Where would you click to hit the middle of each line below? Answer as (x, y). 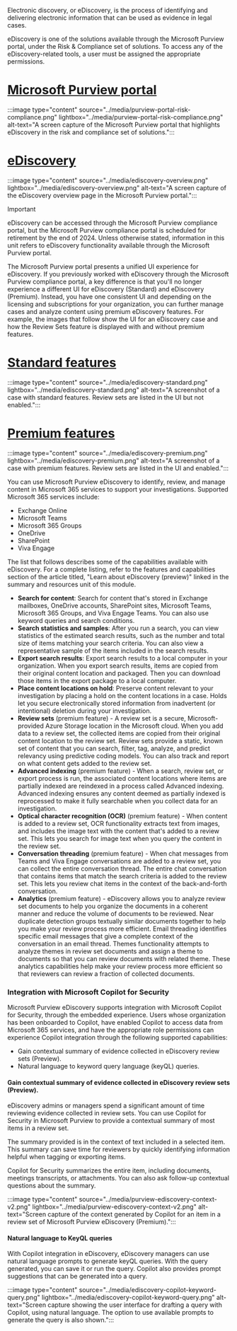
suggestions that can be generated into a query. (77, 1277)
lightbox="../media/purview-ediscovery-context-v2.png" (114, 1207)
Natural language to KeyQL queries (60, 1238)
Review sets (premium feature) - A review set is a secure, (102, 718)
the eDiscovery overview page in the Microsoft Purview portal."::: (102, 195)
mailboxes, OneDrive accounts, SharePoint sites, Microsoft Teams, (115, 605)
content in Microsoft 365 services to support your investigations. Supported (118, 489)
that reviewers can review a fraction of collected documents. (106, 973)
